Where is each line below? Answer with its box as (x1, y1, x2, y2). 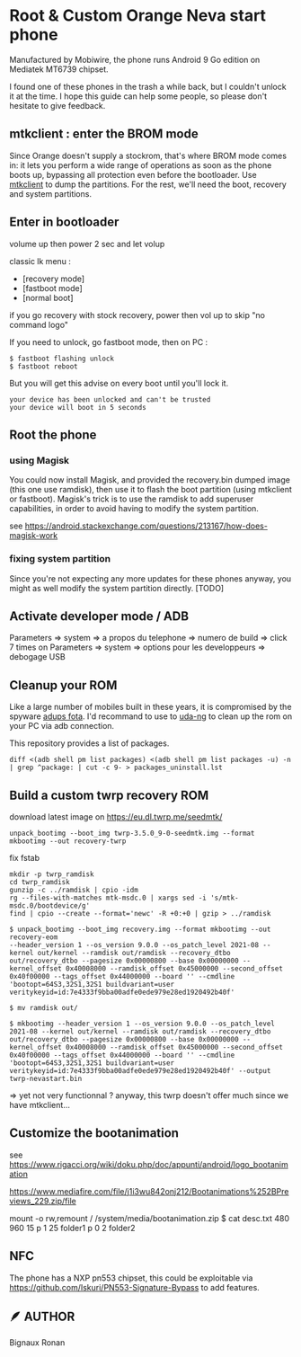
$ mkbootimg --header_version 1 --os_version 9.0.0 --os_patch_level (9, 1019, 276, 1028)
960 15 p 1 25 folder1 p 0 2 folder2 (9, 1222, 137, 1233)
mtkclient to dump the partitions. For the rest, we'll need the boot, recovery (9, 179, 288, 190)
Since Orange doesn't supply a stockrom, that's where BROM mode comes (9, 150, 288, 161)
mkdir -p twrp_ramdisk (9, 869, 94, 879)
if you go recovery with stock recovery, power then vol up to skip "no (9, 309, 265, 320)
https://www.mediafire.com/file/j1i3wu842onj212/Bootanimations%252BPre (9, 1185, 289, 1196)
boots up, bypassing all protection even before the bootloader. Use (9, 169, 258, 180)
